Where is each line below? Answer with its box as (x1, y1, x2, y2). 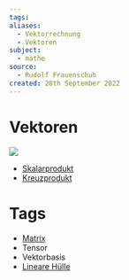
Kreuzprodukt (21, 172, 72, 183)
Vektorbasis (21, 252, 66, 262)
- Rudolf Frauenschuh (17, 71, 97, 80)
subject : (9, 46, 42, 55)
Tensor (21, 242, 49, 253)
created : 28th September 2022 (9, 79, 121, 88)
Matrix (21, 232, 46, 244)
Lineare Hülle (21, 261, 71, 271)
